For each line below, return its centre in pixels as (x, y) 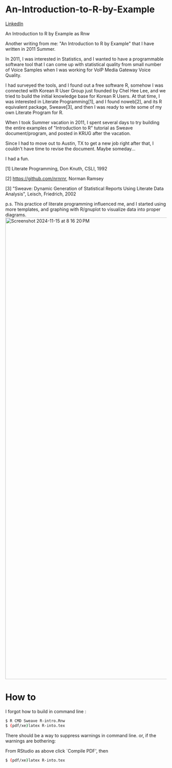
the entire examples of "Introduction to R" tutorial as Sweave (69, 128)
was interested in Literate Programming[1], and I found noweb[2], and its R (84, 102)
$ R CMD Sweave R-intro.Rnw (35, 721)
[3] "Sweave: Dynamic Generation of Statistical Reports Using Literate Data (84, 188)
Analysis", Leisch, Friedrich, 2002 (41, 194)
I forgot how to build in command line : (46, 711)
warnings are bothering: (31, 741)
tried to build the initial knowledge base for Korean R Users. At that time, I (83, 96)
